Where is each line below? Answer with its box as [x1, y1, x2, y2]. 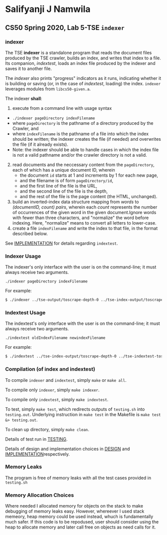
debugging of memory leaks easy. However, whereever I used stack [5, 508, 145, 515]
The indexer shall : [5, 95, 42, 101]
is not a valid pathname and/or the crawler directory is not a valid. [12, 152, 148, 158]
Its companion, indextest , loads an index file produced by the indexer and [5, 60, 156, 66]
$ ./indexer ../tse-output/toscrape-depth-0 [5, 297, 99, 302]
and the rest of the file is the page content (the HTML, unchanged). [19, 193, 158, 199]
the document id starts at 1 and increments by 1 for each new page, [19, 172, 158, 178]
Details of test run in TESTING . [5, 436, 68, 442]
